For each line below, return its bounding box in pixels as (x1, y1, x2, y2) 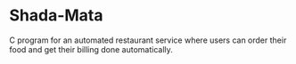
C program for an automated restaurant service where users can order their (9, 35, 287, 45)
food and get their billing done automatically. (9, 44, 174, 54)
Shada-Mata (9, 5, 104, 26)
